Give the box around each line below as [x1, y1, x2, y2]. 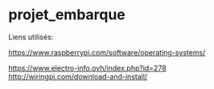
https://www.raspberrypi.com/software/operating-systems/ [8, 47, 206, 57]
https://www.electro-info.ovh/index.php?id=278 [8, 63, 167, 73]
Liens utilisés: [8, 32, 54, 42]
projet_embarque [8, 6, 126, 24]
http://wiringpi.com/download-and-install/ [8, 71, 148, 81]
